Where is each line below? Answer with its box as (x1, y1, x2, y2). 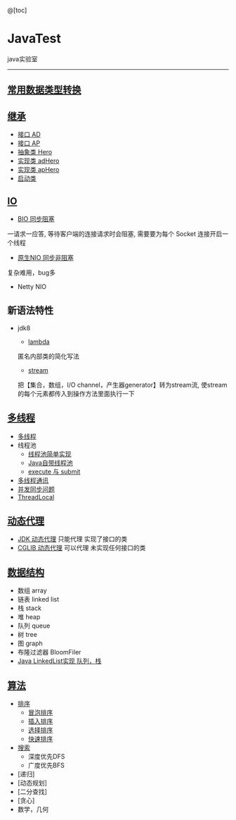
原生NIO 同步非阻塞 (17, 253, 74, 261)
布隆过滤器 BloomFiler (17, 648, 81, 657)
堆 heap (17, 613, 41, 621)
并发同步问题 (17, 485, 55, 493)
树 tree (17, 630, 37, 639)
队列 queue (17, 621, 51, 630)
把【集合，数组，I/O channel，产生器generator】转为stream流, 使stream (17, 380, 228, 389)
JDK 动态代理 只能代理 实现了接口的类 (17, 535, 128, 543)
